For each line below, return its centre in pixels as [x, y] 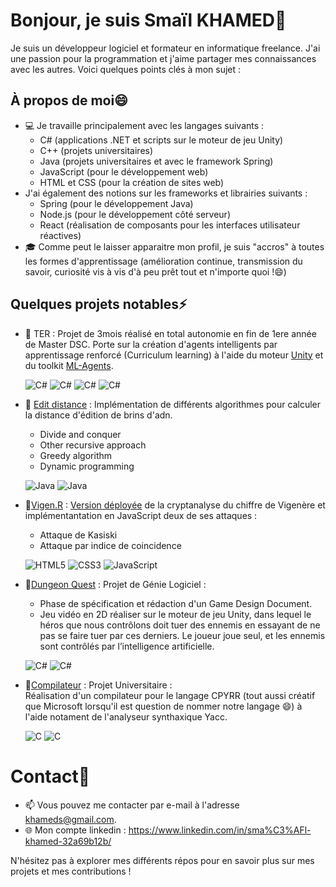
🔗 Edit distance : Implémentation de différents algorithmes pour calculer [172, 404]
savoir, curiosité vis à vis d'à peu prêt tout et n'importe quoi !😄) [155, 271]
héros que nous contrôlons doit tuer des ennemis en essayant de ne [180, 625]
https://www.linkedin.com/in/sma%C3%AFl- [220, 830]
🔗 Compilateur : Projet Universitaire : [98, 685]
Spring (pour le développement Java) [116, 203]
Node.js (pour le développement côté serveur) [135, 214]
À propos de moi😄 [69, 100]
